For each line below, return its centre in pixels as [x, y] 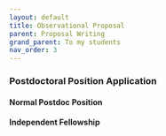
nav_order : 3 [33, 50]
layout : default [39, 17]
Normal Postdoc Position [56, 102]
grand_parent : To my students [65, 42]
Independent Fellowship [55, 122]
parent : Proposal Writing [57, 34]
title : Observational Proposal [67, 26]
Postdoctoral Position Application [83, 81]
